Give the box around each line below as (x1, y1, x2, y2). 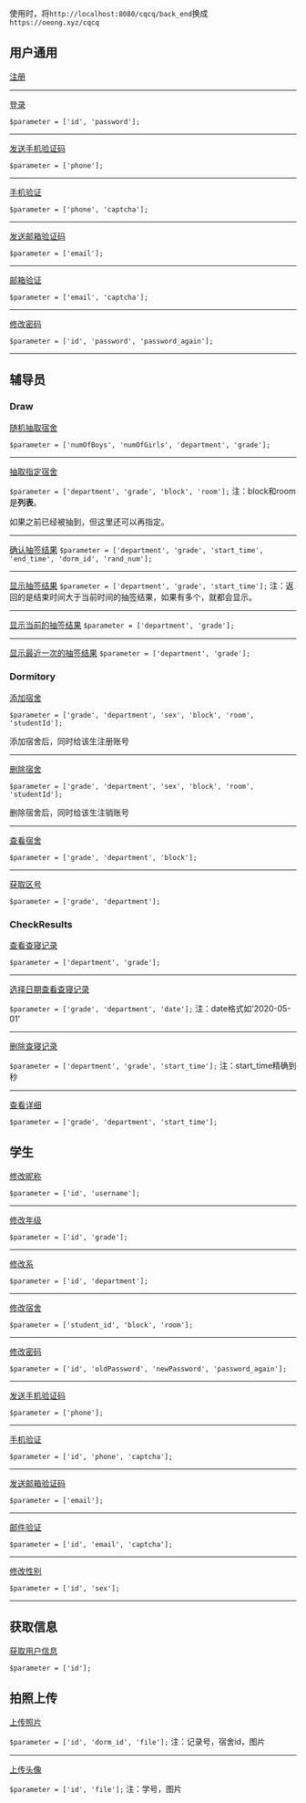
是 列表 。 (9, 496, 42, 508)
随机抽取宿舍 (9, 422, 57, 433)
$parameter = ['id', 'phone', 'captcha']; (9, 1452, 173, 1461)
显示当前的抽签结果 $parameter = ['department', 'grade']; (9, 619, 235, 630)
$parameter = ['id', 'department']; (9, 1276, 148, 1286)
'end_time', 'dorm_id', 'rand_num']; (9, 554, 153, 564)
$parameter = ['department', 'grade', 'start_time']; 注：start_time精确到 (9, 1061, 297, 1072)
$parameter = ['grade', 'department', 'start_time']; (9, 1118, 219, 1127)
